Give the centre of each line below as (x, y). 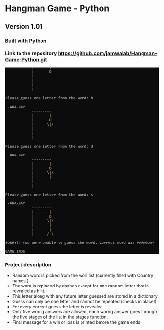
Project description (28, 264)
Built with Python (26, 41)
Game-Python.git (26, 60)
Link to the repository (31, 53)
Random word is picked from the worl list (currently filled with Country (83, 275)
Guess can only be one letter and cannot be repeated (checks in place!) (84, 302)
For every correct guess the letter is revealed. (58, 307)
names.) (20, 281)
